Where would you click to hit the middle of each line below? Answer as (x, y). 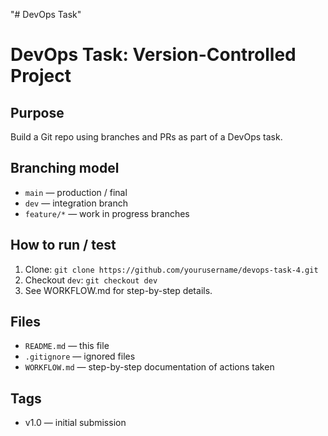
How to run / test (63, 245)
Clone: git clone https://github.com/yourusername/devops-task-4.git (171, 269)
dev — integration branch (76, 203)
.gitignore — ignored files (80, 356)
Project (41, 76)
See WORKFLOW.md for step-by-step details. (118, 290)
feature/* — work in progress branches (107, 213)
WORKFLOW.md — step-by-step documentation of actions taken (149, 367)
